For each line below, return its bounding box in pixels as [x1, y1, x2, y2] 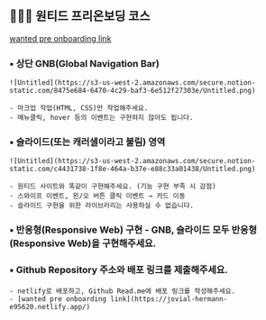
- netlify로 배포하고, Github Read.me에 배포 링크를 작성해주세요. [9, 287, 236, 296]
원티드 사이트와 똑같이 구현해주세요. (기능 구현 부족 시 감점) [17, 182, 216, 191]
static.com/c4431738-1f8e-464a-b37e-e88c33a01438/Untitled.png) [9, 165, 256, 174]
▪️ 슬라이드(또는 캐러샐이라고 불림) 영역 [9, 136, 166, 149]
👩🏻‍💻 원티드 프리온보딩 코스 [9, 8, 151, 24]
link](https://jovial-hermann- [109, 294, 228, 304]
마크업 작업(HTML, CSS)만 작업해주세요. [17, 104, 149, 113]
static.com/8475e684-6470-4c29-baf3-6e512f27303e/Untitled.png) [9, 87, 256, 96]
